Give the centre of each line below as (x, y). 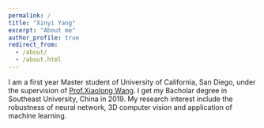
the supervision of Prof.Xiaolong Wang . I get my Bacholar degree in (118, 90)
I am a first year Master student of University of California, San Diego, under (132, 82)
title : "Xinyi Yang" (42, 23)
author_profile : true (44, 38)
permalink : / (30, 15)
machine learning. (38, 115)
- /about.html (38, 60)
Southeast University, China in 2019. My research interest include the (121, 99)
